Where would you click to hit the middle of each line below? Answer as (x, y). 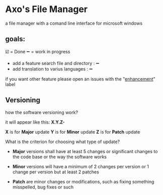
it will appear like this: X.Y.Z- (35, 122)
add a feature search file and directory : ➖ (56, 63)
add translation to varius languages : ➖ (53, 69)
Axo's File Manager (47, 9)
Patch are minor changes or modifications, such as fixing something (83, 181)
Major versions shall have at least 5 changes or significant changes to (85, 151)
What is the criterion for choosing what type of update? (63, 142)
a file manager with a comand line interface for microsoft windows (74, 23)
